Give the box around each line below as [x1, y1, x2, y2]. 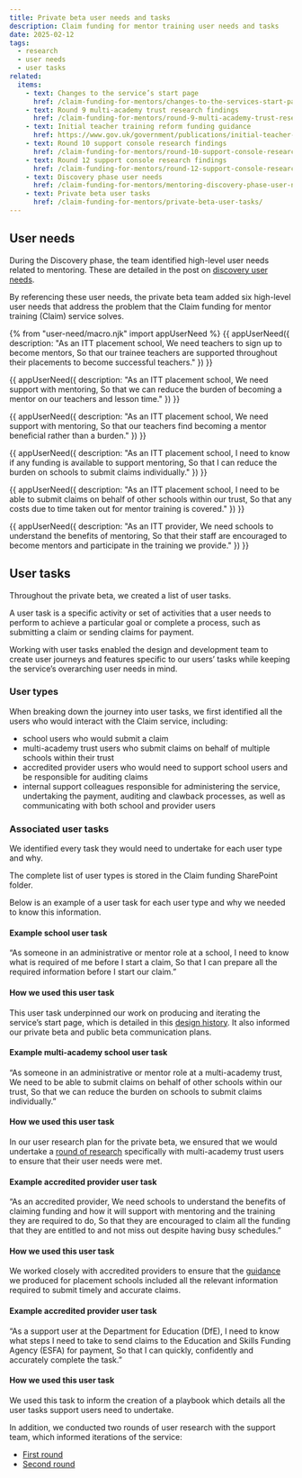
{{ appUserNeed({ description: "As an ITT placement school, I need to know [9, 447, 290, 458]
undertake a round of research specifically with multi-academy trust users [9, 1145, 285, 1156]
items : [17, 80, 42, 89]
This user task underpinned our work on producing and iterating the [9, 1007, 261, 1018]
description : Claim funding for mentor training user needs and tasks [9, 22, 280, 31]
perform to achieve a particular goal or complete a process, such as [9, 616, 261, 627]
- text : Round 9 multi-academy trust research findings [25, 105, 240, 114]
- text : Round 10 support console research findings [25, 139, 227, 148]
